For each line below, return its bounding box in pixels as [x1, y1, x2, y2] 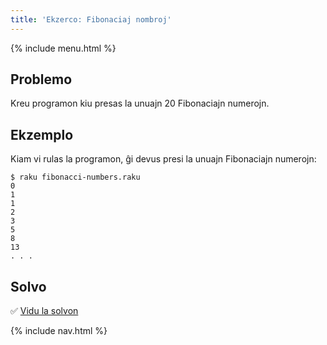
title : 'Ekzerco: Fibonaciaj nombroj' [10, 14, 172, 25]
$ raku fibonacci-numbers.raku [10, 172, 141, 183]
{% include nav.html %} [10, 325, 108, 337]
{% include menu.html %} [10, 42, 117, 54]
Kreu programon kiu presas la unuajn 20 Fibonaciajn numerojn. [10, 97, 270, 110]
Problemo [10, 71, 73, 88]
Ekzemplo [10, 126, 74, 143]
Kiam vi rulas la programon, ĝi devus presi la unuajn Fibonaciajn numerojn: [10, 153, 317, 165]
